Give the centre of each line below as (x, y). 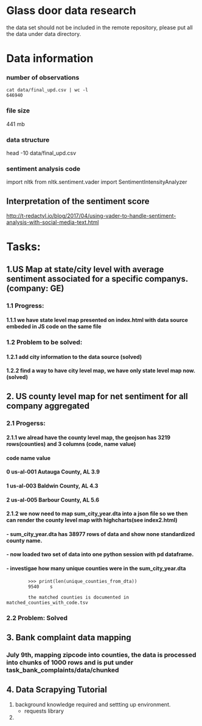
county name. (24, 540)
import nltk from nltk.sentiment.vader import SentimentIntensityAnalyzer (97, 182)
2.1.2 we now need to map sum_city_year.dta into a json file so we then (97, 514)
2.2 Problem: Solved (37, 618)
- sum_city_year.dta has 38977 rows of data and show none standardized (101, 534)
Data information (50, 59)
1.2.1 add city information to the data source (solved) (74, 357)
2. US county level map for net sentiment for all (97, 396)
